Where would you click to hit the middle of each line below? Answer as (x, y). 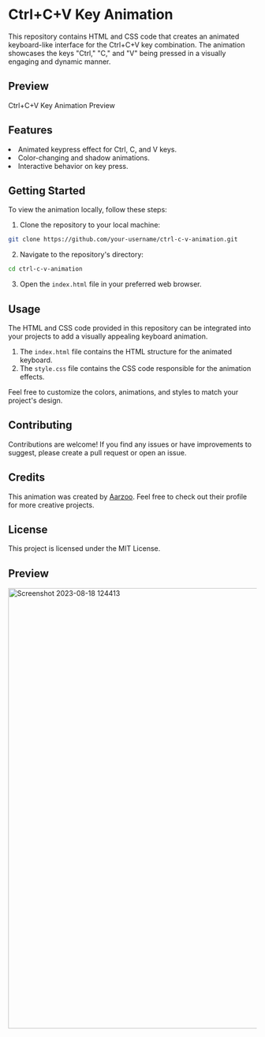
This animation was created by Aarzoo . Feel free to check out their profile (128, 496)
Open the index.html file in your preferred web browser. (111, 284)
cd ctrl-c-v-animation (45, 269)
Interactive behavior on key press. (73, 166)
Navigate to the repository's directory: (82, 255)
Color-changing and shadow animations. (84, 157)
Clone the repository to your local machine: (90, 225)
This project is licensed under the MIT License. (84, 548)
